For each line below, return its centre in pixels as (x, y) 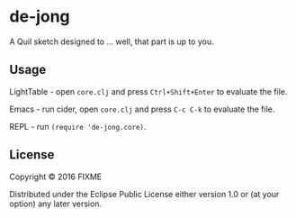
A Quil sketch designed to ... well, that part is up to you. (112, 41)
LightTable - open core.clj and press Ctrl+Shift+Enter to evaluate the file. (148, 91)
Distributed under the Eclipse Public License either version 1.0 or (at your (144, 194)
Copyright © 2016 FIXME (56, 177)
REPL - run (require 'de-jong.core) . (78, 126)
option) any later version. (55, 204)
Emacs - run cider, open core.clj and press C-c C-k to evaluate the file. (142, 109)
